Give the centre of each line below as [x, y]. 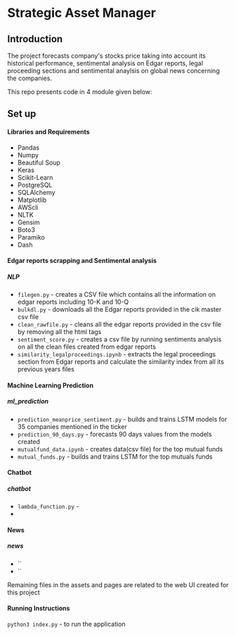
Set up [22, 114]
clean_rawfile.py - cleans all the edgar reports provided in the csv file [119, 324]
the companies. [30, 78]
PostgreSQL [35, 185]
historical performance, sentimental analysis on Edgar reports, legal [105, 63]
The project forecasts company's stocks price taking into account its [106, 56]
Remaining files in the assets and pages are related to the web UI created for [118, 584]
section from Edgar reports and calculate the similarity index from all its [121, 362]
